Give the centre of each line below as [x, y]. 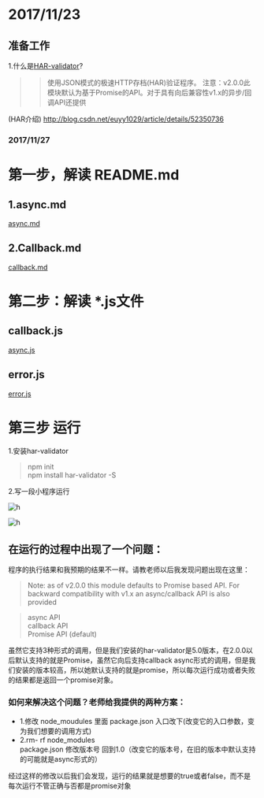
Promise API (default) [62, 634]
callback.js [35, 331]
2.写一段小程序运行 [39, 492]
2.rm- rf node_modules [57, 740]
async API [44, 618]
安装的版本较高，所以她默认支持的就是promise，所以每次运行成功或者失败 [135, 670]
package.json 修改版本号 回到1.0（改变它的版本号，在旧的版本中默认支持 [138, 749]
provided [42, 602]
